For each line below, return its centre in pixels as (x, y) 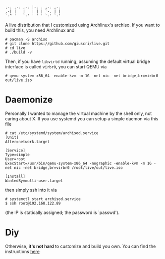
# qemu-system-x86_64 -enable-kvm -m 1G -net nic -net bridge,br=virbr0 (82, 76)
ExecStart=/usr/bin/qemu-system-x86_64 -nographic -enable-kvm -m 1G (79, 163)
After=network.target (27, 142)
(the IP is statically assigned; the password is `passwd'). (62, 212)
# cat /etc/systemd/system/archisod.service (52, 133)
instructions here (22, 251)
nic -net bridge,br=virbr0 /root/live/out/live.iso (68, 168)
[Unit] (12, 137)
